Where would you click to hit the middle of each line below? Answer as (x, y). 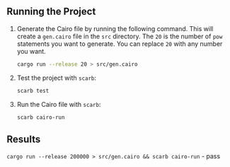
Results (24, 139)
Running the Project (51, 12)
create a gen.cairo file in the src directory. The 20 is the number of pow (120, 36)
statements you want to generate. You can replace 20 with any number (120, 44)
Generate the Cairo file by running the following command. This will (115, 28)
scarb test (33, 91)
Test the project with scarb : (57, 78)
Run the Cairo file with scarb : (59, 104)
